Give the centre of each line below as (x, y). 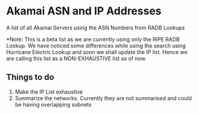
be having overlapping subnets (53, 104)
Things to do (30, 77)
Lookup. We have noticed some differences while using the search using (96, 46)
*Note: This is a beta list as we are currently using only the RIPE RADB (93, 39)
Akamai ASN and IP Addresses (84, 11)
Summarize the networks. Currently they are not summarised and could (103, 98)
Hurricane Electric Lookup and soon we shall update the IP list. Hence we (97, 52)
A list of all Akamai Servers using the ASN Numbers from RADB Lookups (95, 28)
